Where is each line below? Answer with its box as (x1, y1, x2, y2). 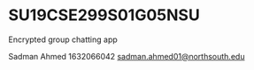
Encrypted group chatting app (8, 34, 119, 45)
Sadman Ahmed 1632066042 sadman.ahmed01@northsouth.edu (8, 51, 245, 61)
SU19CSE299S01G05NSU (8, 5, 200, 25)
